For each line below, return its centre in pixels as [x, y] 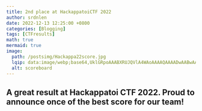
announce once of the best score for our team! [95, 102]
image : [14, 51]
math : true [20, 40]
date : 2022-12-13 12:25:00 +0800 [48, 23]
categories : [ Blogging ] [36, 29]
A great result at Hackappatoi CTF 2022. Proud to [101, 92]
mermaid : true [24, 46]
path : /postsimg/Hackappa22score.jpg [59, 57]
